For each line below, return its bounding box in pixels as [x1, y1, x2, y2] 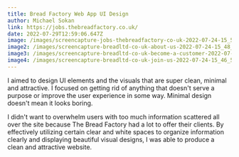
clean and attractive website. [7, 143, 92, 151]
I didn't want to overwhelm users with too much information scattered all [7, 112, 220, 121]
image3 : [7, 50, 31, 58]
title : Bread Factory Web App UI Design [7, 10, 129, 18]
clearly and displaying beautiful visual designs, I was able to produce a [7, 135, 215, 144]
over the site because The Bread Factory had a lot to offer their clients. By [7, 120, 224, 129]
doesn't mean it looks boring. [7, 99, 93, 107]
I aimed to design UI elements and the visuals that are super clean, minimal [7, 76, 227, 85]
